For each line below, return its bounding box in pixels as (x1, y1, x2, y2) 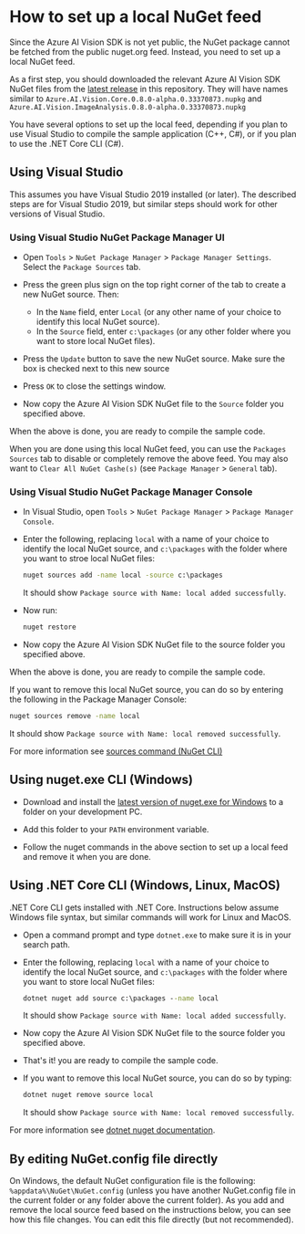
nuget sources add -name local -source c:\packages (22, 570, 223, 580)
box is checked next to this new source (22, 363, 170, 374)
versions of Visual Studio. (9, 208, 106, 219)
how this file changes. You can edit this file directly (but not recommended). (9, 1214, 294, 1225)
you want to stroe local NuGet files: (22, 553, 155, 564)
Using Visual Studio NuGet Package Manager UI (9, 231, 225, 244)
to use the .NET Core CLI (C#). (9, 138, 125, 149)
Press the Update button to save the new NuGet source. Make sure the (22, 353, 286, 364)
